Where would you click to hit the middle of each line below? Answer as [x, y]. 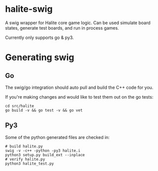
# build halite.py [24, 146]
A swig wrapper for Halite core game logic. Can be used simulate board [78, 23]
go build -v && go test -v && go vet [44, 110]
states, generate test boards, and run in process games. [62, 28]
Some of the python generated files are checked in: [58, 137]
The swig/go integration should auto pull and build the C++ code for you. [79, 87]
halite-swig [29, 9]
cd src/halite [20, 106]
